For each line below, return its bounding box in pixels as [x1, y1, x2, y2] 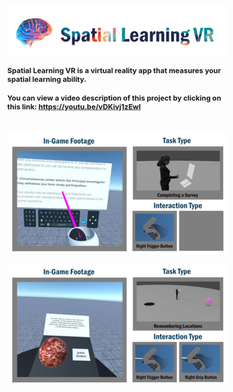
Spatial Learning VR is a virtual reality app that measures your [7, 66, 221, 75]
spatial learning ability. [7, 74, 87, 84]
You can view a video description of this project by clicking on [7, 93, 222, 103]
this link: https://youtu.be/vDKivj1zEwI [7, 102, 142, 112]
